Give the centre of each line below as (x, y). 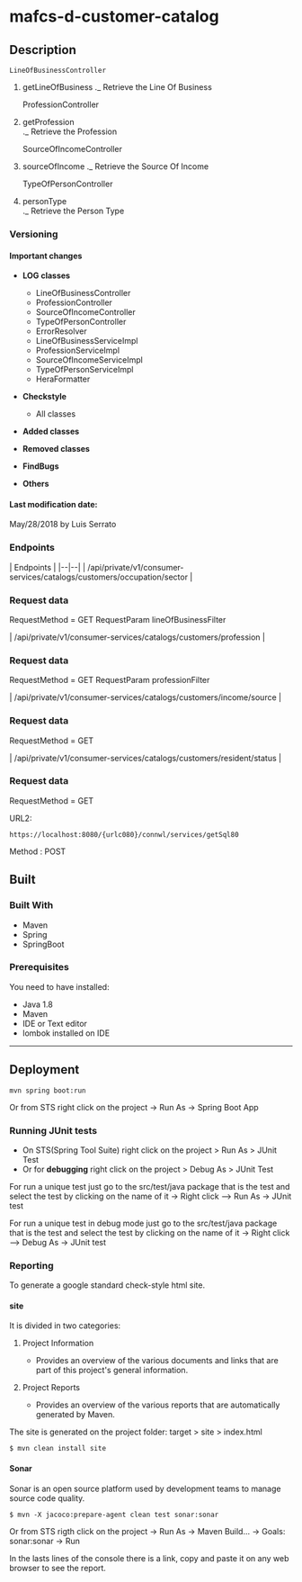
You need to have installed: (59, 986)
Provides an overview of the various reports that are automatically (158, 1405)
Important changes (46, 256)
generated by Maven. (75, 1415)
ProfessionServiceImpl (77, 351)
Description (43, 50)
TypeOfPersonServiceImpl (84, 370)
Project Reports (51, 1388)
